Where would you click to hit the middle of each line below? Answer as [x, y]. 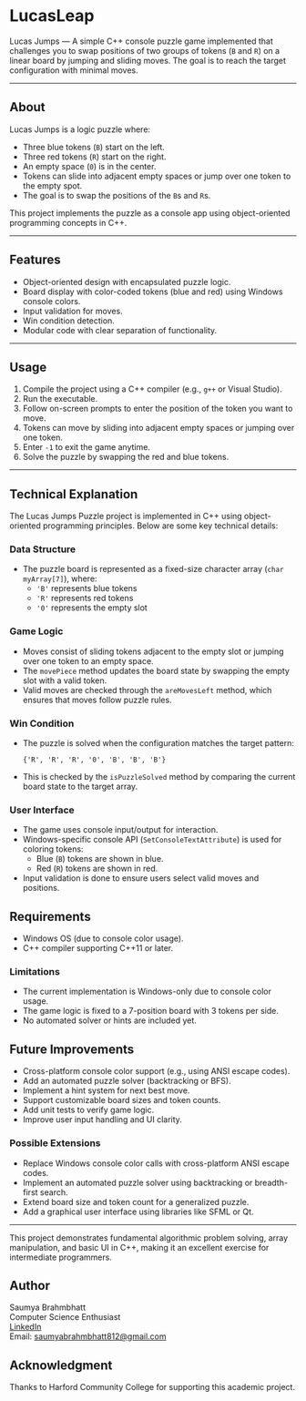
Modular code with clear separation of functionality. [120, 330]
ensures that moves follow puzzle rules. [97, 700]
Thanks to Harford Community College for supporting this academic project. [153, 1387]
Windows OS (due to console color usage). [103, 938]
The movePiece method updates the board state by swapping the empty [156, 670]
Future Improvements [72, 1049]
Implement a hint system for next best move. [106, 1090]
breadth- [271, 1182]
